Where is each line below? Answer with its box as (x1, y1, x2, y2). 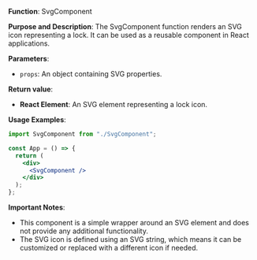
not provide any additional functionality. (19, 226, 148, 236)
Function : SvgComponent (8, 7, 92, 16)
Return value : (8, 84, 54, 94)
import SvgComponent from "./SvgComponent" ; (8, 130, 157, 138)
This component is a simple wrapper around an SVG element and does (19, 218, 250, 227)
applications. (8, 39, 50, 48)
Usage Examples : (8, 115, 67, 124)
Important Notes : (8, 202, 65, 212)
